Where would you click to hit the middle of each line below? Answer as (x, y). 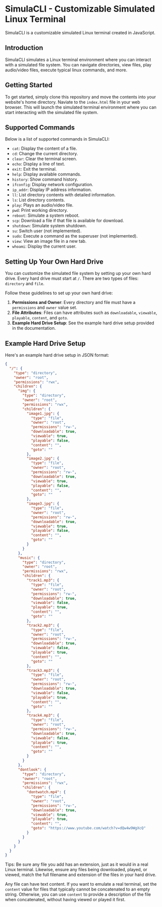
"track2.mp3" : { (43, 625)
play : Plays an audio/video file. (43, 205)
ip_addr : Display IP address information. (52, 190)
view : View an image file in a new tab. (49, 241)
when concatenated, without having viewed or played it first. (65, 900)
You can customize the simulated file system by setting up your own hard (78, 273)
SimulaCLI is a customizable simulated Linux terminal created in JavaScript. (80, 32)
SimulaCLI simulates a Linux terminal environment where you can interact (78, 60)
